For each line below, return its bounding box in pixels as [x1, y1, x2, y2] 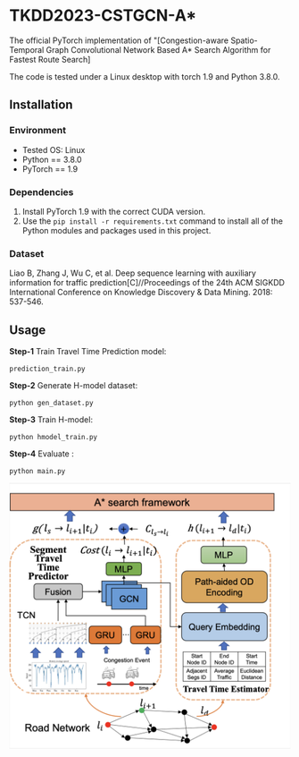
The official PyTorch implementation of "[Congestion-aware [9, 35, 229, 46]
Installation [9, 98, 73, 113]
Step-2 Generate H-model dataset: [9, 380, 138, 391]
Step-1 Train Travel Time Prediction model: [9, 346, 167, 357]
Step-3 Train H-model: [9, 414, 94, 425]
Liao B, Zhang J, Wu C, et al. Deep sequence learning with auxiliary [9, 268, 257, 278]
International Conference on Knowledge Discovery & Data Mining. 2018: [9, 287, 273, 298]
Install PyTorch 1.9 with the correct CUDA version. [21, 206, 206, 217]
